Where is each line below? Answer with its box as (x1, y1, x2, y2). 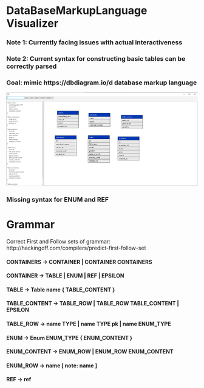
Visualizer (6, 16, 59, 30)
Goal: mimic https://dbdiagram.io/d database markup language (6, 78, 197, 87)
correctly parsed (6, 62, 57, 70)
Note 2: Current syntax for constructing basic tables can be (6, 55, 186, 63)
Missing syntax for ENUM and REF (6, 196, 109, 204)
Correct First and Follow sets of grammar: (6, 238, 110, 245)
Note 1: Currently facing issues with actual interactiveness (6, 38, 183, 47)
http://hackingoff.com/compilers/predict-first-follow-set (6, 244, 146, 252)
